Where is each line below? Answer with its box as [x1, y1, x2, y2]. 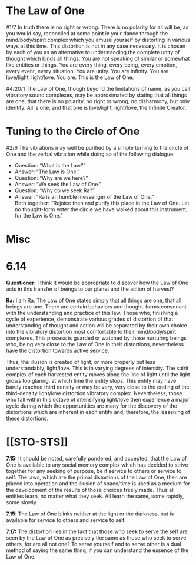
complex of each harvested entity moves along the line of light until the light [6, 371, 190, 378]
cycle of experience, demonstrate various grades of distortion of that [6, 316, 174, 323]
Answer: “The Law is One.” [14, 168, 80, 175]
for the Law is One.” [14, 212, 63, 219]
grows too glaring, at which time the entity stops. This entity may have [6, 377, 177, 384]
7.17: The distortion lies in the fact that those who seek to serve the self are [6, 528, 188, 535]
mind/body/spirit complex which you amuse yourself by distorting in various [6, 36, 190, 43]
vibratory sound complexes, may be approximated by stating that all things [6, 91, 187, 98]
